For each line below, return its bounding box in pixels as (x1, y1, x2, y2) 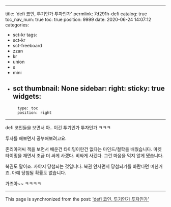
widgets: (12, 92, 42, 101)
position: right (17, 110, 52, 115)
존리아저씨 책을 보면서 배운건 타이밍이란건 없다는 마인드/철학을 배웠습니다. (5, 146, 153, 152)
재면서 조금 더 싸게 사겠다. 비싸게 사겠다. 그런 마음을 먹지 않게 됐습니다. (22, 152, 164, 158)
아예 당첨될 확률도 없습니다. (12, 169, 67, 175)
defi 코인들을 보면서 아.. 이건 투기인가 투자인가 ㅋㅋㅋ (5, 124, 111, 130)
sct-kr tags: (12, 32, 37, 38)
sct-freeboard (12, 43, 42, 48)
